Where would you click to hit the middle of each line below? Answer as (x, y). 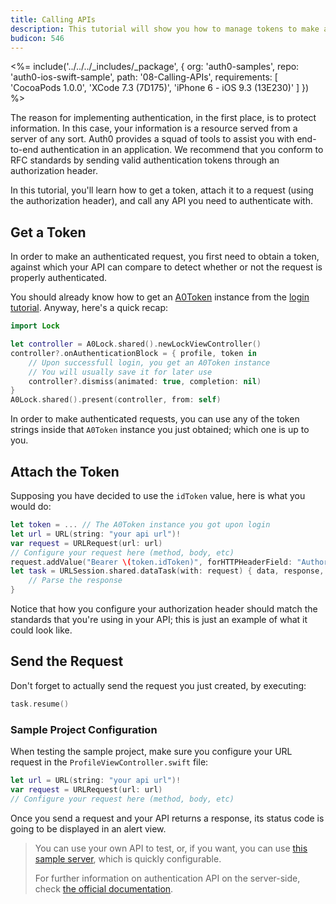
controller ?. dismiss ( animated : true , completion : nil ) (145, 381)
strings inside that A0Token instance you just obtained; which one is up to (160, 430)
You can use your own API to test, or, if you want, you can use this (171, 848)
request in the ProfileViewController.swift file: (109, 762)
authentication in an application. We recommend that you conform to (182, 150)
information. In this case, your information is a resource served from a (154, 128)
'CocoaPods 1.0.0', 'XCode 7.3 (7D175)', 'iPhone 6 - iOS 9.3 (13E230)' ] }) (160, 88)
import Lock (35, 326)
